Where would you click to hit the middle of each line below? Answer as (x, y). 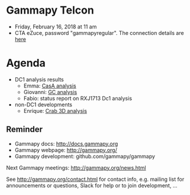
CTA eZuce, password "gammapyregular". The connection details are (99, 32)
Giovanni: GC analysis (50, 92)
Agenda (26, 63)
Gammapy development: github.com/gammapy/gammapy (85, 156)
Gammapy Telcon (50, 10)
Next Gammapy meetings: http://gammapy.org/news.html (76, 168)
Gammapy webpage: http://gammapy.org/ (66, 150)
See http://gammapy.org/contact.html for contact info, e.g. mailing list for (95, 179)
